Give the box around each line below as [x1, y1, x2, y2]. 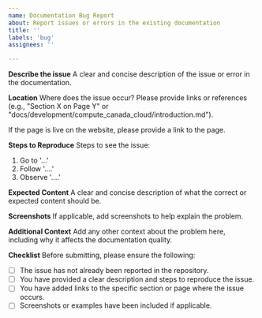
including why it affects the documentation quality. [8, 235, 173, 245]
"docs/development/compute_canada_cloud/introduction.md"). [8, 110, 214, 119]
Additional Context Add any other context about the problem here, [8, 226, 226, 237]
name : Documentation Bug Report [8, 11, 114, 20]
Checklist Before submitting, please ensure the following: [8, 250, 196, 260]
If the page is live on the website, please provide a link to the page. [8, 125, 226, 135]
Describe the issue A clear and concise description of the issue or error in [8, 69, 250, 79]
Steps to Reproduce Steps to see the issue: [8, 140, 151, 150]
